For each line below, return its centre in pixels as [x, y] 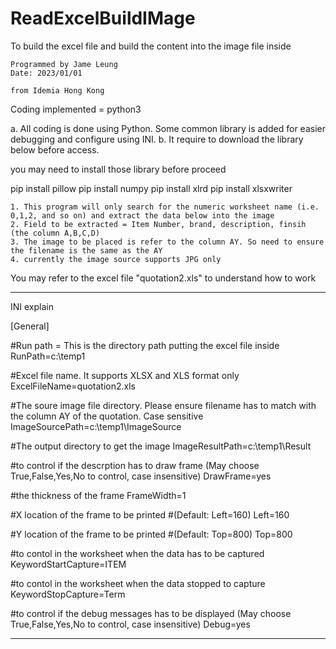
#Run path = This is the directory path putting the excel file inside [145, 345]
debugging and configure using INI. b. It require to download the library [157, 139]
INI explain [32, 306]
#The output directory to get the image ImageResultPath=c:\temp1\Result [161, 446]
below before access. [55, 149]
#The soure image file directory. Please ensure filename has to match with [163, 405]
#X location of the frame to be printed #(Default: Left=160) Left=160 [150, 514]
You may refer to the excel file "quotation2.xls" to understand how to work [163, 278]
